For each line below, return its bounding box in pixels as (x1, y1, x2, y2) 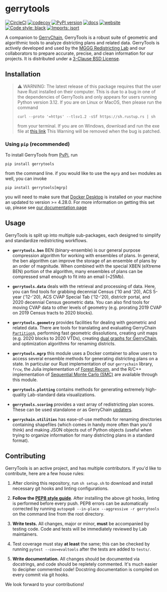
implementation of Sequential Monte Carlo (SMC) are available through (12, 371, 158, 377)
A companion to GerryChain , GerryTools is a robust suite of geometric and (5, 34, 158, 40)
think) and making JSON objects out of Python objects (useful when (12, 427, 152, 433)
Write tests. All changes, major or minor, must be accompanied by (12, 520, 150, 526)
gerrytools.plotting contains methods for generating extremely (12, 386, 145, 392)
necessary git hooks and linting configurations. (12, 485, 109, 491)
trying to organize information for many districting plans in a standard (12, 432, 155, 438)
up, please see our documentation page (5, 205, 87, 211)
